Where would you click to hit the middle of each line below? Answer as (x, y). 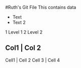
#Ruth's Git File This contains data (41, 7)
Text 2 (19, 22)
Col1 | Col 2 (23, 48)
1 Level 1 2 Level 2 (24, 32)
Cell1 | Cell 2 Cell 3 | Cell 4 (33, 60)
